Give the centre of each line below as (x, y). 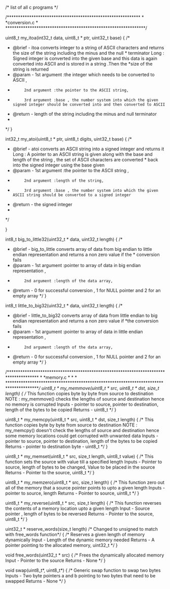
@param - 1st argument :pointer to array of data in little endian (78, 332)
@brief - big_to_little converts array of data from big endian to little (82, 249)
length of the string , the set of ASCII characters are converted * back (85, 160)
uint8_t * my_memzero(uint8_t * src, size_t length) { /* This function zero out (85, 482)
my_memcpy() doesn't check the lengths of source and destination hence (82, 430)
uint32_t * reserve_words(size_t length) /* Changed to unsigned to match (82, 529)
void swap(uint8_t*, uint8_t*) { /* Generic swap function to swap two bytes (83, 570)
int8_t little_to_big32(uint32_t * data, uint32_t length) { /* (64, 306)
